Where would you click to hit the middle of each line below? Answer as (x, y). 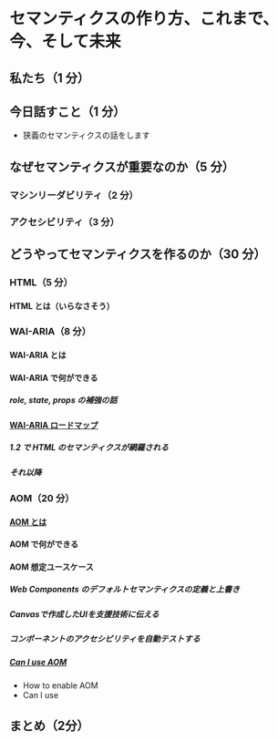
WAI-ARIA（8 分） (51, 332)
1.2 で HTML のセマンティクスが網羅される (89, 448)
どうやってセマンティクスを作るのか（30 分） (138, 255)
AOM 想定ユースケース (51, 567)
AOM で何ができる (44, 544)
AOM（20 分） (42, 498)
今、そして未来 (65, 41)
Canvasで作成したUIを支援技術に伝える (84, 614)
